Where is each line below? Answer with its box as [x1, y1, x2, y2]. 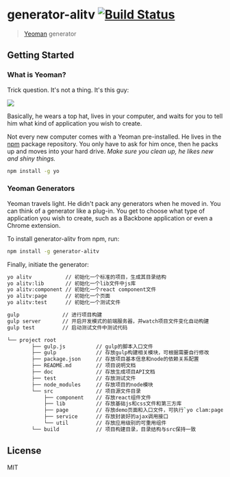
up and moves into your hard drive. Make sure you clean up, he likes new [7, 147, 214, 155]
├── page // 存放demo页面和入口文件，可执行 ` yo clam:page [43, 407, 224, 414]
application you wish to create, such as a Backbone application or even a [7, 213, 214, 222]
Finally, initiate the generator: [7, 260, 89, 268]
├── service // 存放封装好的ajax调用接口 [43, 413, 169, 420]
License [7, 445, 42, 456]
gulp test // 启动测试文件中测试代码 [7, 324, 128, 331]
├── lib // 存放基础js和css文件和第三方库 [43, 400, 182, 408]
